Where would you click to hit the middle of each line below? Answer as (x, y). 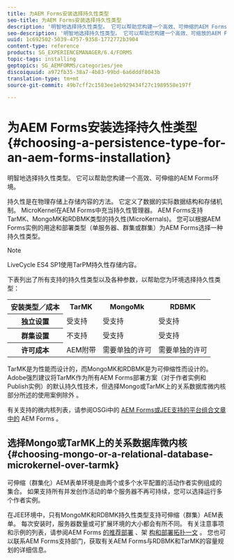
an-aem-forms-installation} (89, 158)
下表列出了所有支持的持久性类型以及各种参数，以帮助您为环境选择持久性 (111, 280)
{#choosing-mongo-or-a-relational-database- (110, 454)
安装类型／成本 (36, 308)
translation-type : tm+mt (43, 78)
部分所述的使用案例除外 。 (45, 395)
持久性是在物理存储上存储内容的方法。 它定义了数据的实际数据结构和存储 (112, 202)
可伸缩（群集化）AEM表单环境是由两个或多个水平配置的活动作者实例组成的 (115, 483)
